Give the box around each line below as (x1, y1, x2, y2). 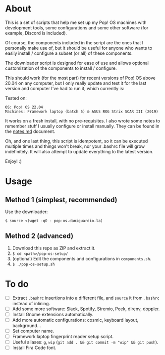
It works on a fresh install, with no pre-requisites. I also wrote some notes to (5, 118, 160, 123)
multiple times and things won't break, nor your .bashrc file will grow (5, 143, 145, 149)
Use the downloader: (5, 209, 48, 215)
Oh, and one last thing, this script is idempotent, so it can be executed (5, 138, 148, 144)
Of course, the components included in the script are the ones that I (5, 39, 144, 45)
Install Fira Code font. (12, 345, 56, 351)
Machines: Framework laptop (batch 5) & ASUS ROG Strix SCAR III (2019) (5, 109, 159, 114)
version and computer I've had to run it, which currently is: (5, 85, 125, 91)
